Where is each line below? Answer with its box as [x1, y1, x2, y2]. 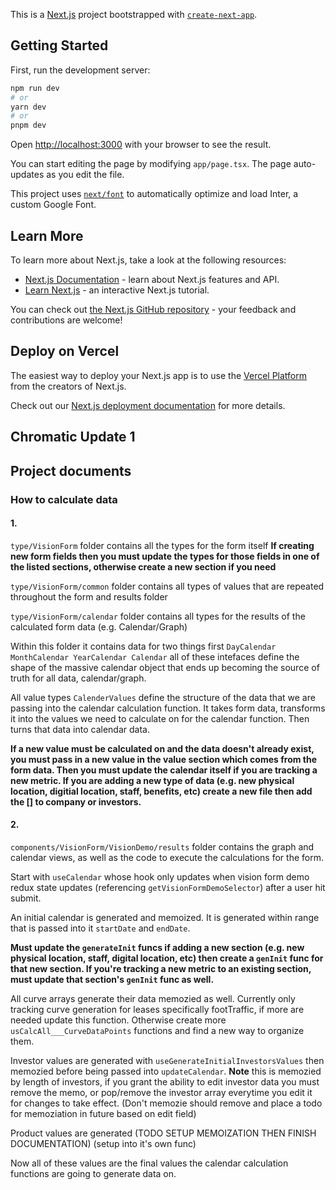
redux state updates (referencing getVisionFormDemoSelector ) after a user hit [10, 881, 326, 893]
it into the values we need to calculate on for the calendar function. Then [10, 712, 310, 724]
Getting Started [10, 37, 109, 54]
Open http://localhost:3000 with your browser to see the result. [10, 139, 272, 151]
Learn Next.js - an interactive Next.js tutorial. [24, 284, 210, 296]
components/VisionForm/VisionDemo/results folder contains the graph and [10, 840, 315, 853]
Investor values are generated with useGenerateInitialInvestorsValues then [10, 1054, 325, 1066]
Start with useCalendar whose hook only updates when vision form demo [10, 870, 310, 883]
